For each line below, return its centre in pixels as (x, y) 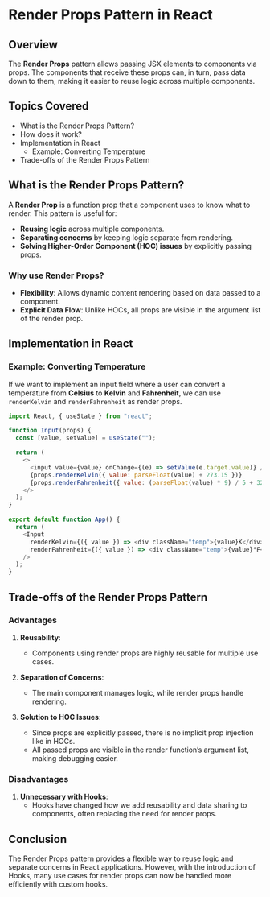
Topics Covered (49, 106)
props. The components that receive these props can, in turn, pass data (127, 72)
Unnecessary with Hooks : (64, 797)
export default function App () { (64, 520)
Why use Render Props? (56, 275)
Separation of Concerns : (62, 677)
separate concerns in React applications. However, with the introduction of (132, 867)
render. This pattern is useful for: (63, 213)
